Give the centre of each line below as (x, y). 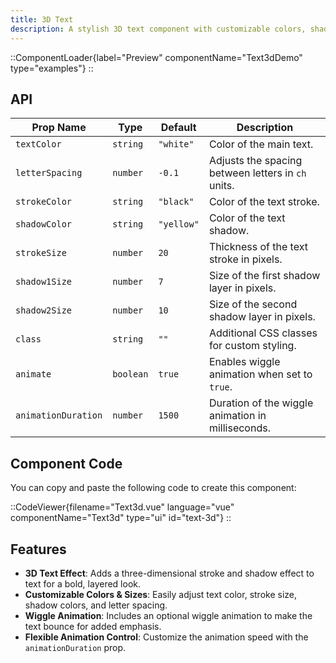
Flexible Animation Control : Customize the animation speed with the (166, 637)
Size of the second (253, 304)
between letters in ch (257, 173)
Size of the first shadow (264, 276)
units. (221, 186)
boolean (130, 374)
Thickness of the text (258, 247)
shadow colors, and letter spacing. (96, 605)
